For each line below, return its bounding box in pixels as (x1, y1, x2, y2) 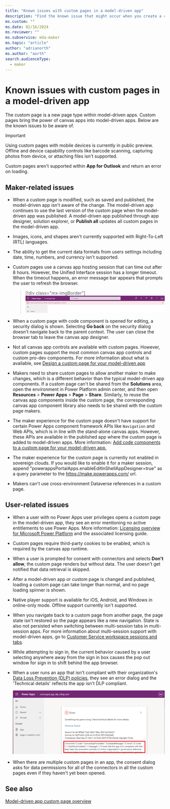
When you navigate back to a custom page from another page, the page (12, 612, 163, 618)
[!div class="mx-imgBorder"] (25, 290, 86, 296)
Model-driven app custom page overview (5, 798, 92, 804)
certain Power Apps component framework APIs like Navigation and (12, 423, 155, 429)
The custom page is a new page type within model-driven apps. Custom (5, 112, 156, 118)
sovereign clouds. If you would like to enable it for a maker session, (12, 460, 153, 466)
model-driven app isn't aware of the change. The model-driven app (12, 202, 153, 208)
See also (5, 785, 33, 793)
